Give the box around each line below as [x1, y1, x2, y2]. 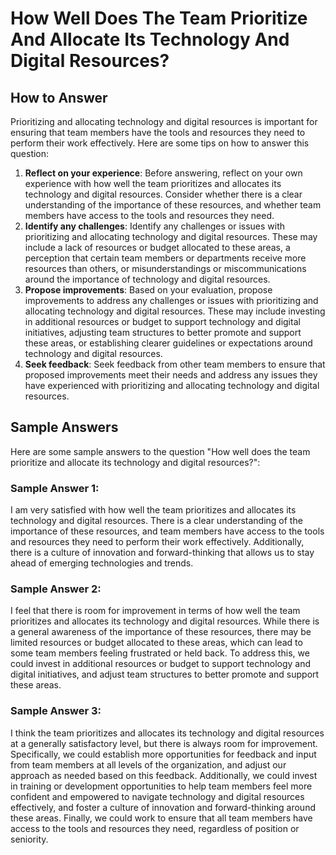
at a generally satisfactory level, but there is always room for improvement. [10, 737, 318, 749]
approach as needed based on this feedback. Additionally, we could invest [10, 769, 318, 781]
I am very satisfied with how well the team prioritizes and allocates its [10, 504, 297, 516]
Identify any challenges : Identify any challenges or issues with [24, 220, 286, 232]
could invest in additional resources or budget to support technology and [10, 658, 312, 670]
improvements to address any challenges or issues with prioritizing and [24, 295, 319, 306]
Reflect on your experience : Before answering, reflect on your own [24, 167, 303, 179]
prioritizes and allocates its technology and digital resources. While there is [10, 615, 320, 627]
